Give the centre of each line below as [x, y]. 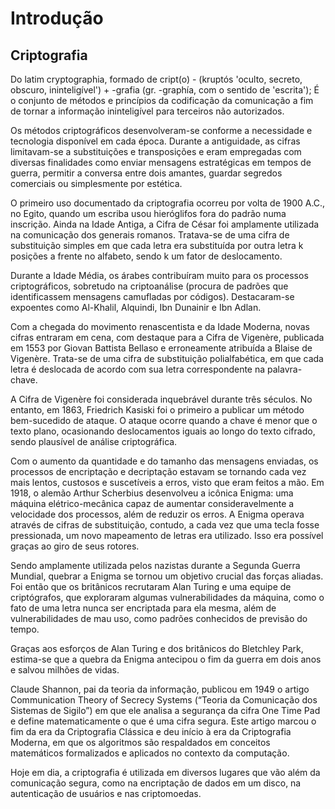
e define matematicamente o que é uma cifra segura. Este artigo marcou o [163, 721]
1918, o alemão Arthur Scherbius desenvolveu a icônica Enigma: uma [152, 493]
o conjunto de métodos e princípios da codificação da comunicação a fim [162, 100]
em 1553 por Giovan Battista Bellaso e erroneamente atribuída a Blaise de [161, 348]
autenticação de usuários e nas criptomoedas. [106, 793]
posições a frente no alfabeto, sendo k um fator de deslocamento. [146, 256]
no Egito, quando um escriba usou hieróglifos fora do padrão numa [148, 213]
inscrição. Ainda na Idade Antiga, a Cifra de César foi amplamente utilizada [165, 224]
